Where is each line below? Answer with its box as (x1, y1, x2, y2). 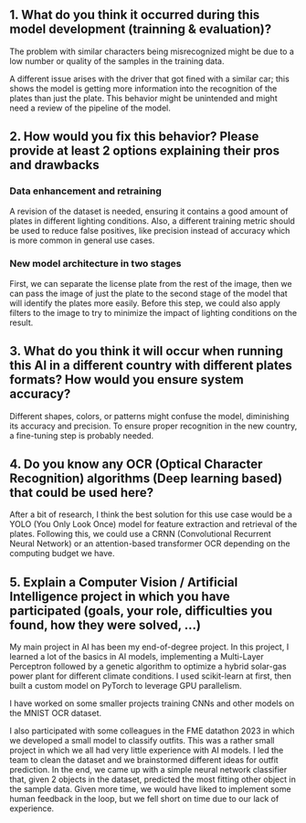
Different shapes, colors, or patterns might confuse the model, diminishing (9, 410, 290, 421)
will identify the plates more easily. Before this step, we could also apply (9, 297, 280, 309)
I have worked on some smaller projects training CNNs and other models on (9, 698, 295, 709)
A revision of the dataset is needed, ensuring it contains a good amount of (9, 206, 289, 216)
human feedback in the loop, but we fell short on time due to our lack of (9, 794, 280, 805)
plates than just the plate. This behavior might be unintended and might (9, 92, 278, 103)
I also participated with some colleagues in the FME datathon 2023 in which (9, 725, 295, 736)
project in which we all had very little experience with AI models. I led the (9, 744, 284, 756)
